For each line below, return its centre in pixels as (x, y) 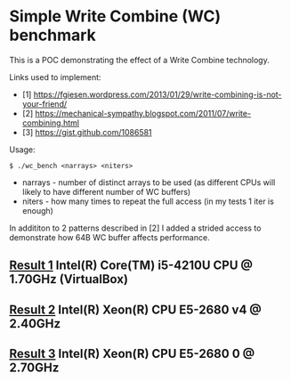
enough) (37, 210)
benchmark (53, 35)
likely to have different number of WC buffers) (106, 191)
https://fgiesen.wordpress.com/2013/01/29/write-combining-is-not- (158, 94)
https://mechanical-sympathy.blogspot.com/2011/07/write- (143, 113)
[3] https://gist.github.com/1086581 (87, 132)
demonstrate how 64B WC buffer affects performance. (110, 237)
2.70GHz (34, 368)
